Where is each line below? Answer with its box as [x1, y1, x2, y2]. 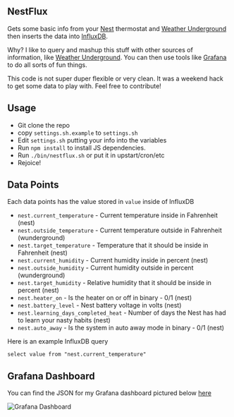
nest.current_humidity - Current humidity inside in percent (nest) [17, 256, 209, 265]
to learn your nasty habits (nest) [17, 316, 111, 325]
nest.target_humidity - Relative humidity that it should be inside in [17, 279, 211, 287]
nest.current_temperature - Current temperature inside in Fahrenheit [17, 211, 218, 219]
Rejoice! [17, 158, 42, 167]
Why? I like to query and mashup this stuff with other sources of [7, 45, 194, 54]
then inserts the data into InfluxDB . [7, 32, 108, 40]
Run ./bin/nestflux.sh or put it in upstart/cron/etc [17, 151, 165, 159]
